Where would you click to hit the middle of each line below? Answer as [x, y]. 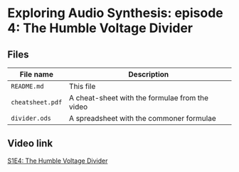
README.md [27, 86]
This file [82, 86]
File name [36, 74]
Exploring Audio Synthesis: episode [115, 13]
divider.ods [31, 118]
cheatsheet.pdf [37, 102]
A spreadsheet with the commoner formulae [142, 118]
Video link [30, 144]
